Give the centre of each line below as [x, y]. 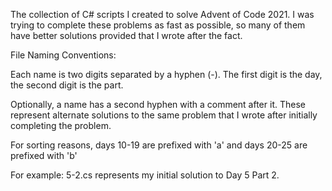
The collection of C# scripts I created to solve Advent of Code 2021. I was [162, 14]
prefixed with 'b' [44, 155]
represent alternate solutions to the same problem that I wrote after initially [164, 115]
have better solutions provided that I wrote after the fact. [126, 35]
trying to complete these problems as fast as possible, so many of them [158, 25]
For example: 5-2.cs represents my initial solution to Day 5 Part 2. [145, 175]
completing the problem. [61, 125]
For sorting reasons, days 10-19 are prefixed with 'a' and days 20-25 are [159, 145]
